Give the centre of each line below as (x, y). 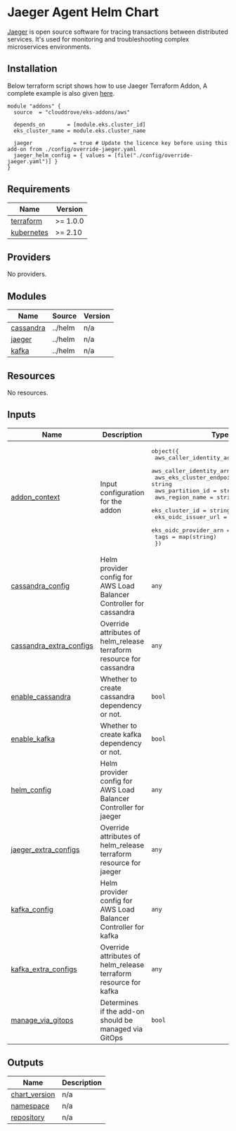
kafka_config (32, 909)
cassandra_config (40, 586)
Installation (32, 69)
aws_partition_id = (185, 491)
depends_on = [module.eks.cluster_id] (80, 124)
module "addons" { (34, 106)
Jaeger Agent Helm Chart (83, 12)
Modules (27, 296)
